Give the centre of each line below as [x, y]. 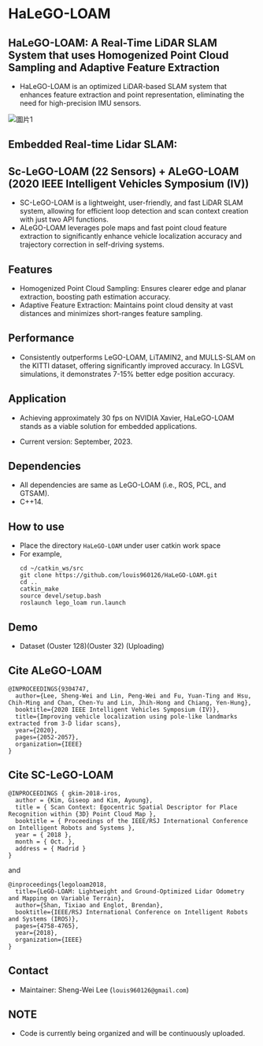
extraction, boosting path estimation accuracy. [95, 297]
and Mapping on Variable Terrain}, [67, 898]
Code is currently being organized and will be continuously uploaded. [132, 1033]
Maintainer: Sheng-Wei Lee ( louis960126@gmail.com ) [104, 989]
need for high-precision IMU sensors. [80, 103]
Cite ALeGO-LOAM [55, 671]
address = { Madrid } [51, 848]
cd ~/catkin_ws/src [52, 568]
